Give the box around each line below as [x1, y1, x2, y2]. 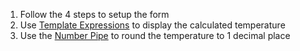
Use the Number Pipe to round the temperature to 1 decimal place [19, 30, 291, 41]
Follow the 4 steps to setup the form [19, 9, 170, 20]
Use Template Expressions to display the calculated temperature [19, 19, 286, 31]
